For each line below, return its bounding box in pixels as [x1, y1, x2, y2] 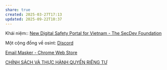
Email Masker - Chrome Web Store [5, 49, 77, 55]
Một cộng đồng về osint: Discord [5, 40, 74, 46]
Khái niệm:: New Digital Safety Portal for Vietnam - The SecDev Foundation [5, 30, 162, 36]
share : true [5, 7, 30, 12]
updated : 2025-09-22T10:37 [5, 16, 62, 21]
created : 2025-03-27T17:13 [5, 12, 62, 17]
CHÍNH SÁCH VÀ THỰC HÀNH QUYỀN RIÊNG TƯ [5, 59, 108, 65]
